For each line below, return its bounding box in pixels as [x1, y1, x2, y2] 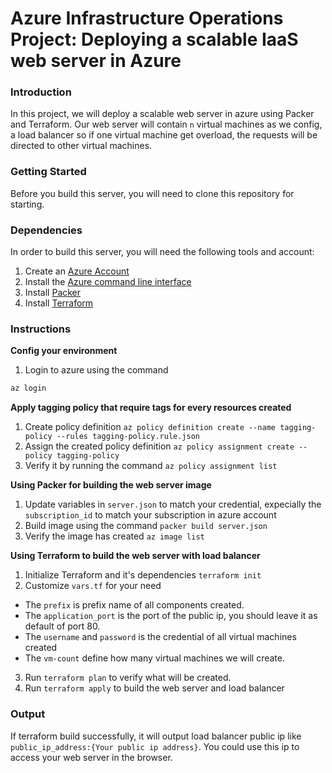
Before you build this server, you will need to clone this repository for [10, 187, 295, 199]
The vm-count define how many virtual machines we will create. [24, 652, 285, 664]
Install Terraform [24, 297, 94, 309]
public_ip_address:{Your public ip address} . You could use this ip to [10, 740, 300, 752]
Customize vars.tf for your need [24, 580, 162, 592]
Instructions [10, 322, 72, 336]
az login [10, 383, 47, 394]
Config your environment [10, 345, 118, 357]
